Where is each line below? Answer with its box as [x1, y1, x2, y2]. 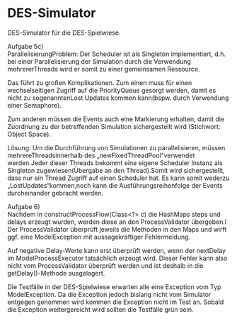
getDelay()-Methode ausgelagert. [7, 269, 105, 277]
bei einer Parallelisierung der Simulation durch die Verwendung [7, 57, 191, 65]
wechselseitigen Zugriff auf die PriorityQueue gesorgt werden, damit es [7, 86, 216, 94]
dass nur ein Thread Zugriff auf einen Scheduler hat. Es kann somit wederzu [7, 174, 230, 182]
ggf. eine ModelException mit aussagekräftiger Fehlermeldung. [7, 232, 191, 241]
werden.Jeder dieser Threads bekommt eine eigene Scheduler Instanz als [7, 158, 223, 167]
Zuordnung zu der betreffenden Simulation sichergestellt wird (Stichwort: [7, 122, 221, 130]
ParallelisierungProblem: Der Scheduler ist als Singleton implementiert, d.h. [7, 50, 226, 58]
